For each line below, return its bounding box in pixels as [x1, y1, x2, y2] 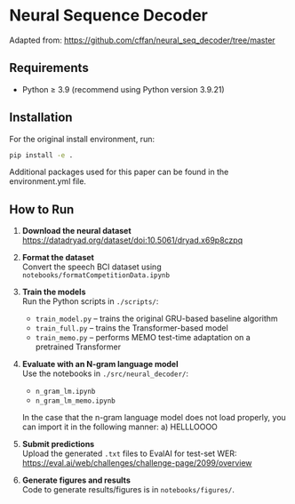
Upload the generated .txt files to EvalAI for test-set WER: [21, 448, 237, 459]
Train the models [21, 286, 86, 298]
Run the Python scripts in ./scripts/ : [21, 296, 159, 307]
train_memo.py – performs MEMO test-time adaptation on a [35, 332, 251, 343]
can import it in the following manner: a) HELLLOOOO [21, 421, 218, 432]
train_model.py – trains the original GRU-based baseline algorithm [35, 313, 278, 324]
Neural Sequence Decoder [9, 5, 209, 26]
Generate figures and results [21, 475, 131, 485]
